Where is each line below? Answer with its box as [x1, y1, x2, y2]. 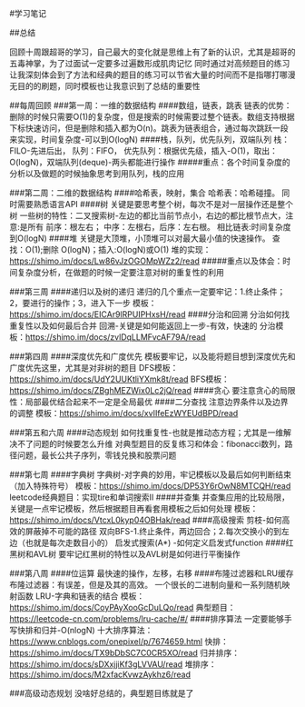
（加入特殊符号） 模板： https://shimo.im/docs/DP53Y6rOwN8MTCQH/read [9, 481, 291, 491]
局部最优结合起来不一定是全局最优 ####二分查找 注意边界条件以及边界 [25, 396, 289, 407]
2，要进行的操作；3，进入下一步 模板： [9, 298, 157, 308]
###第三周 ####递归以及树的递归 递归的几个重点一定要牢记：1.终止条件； [9, 286, 286, 297]
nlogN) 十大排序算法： [69, 625, 153, 635]
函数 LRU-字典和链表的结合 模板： [16, 591, 145, 602]
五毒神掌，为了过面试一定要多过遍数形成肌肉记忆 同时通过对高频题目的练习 [9, 58, 290, 68]
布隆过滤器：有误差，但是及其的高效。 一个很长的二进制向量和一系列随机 [9, 580, 282, 590]
